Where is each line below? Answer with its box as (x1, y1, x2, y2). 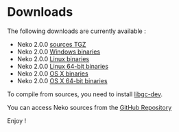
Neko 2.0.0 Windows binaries (16, 47, 101, 56)
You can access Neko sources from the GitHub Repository (7, 103, 172, 111)
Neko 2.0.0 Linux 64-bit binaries (16, 62, 108, 70)
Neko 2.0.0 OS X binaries (16, 69, 88, 78)
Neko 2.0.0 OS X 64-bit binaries (16, 76, 108, 85)
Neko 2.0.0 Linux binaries (16, 54, 90, 63)
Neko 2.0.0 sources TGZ (16, 40, 86, 48)
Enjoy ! (7, 116, 27, 124)
